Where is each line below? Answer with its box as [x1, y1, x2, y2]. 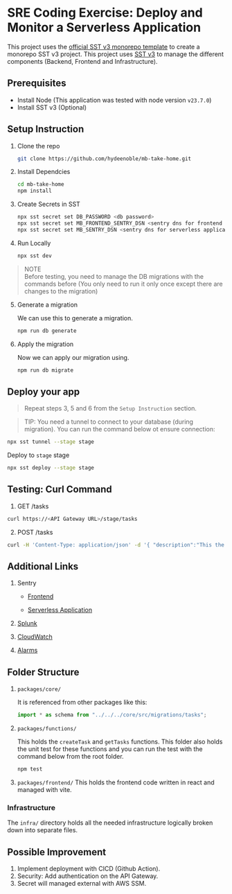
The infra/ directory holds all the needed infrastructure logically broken [7, 818, 213, 827]
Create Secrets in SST [17, 200, 81, 209]
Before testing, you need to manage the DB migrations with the [24, 272, 204, 280]
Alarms [17, 646, 38, 655]
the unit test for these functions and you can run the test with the [17, 745, 203, 753]
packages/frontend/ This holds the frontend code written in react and [17, 778, 215, 786]
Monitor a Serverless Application [7, 19, 202, 35]
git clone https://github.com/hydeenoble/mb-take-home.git [17, 155, 192, 162]
